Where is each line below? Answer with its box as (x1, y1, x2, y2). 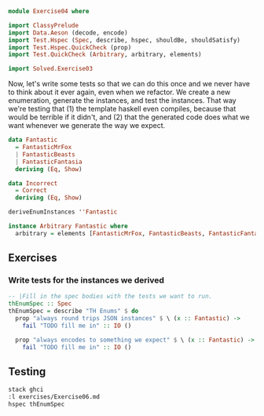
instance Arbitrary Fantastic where (8, 222, 128, 230)
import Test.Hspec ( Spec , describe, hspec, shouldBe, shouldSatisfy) (8, 36, 241, 44)
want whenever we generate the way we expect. (8, 121, 166, 130)
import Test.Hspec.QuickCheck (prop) (8, 43, 132, 51)
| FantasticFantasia (15, 158, 82, 166)
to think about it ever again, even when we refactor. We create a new (8, 87, 231, 97)
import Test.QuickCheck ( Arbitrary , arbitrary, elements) (8, 51, 202, 59)
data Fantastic (8, 136, 58, 144)
